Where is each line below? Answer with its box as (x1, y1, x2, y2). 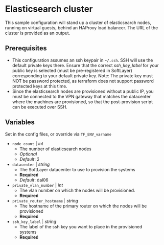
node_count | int (12, 140, 44, 146)
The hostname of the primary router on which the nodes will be (19, 203, 147, 209)
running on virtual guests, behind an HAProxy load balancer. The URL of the (5, 24, 158, 30)
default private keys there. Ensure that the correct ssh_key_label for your (12, 62, 159, 68)
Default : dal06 (19, 177, 48, 183)
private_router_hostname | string (12, 198, 78, 203)
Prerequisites (5, 44, 47, 52)
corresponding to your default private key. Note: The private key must (12, 72, 153, 79)
